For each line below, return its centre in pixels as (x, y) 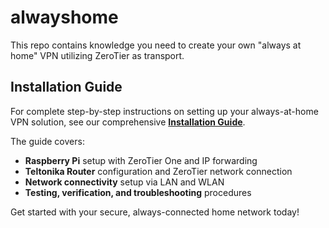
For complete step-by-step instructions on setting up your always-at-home (164, 111)
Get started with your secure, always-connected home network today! (155, 212)
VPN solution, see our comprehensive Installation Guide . (128, 122)
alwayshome (64, 17)
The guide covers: (47, 141)
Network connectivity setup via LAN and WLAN (124, 182)
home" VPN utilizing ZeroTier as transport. (97, 55)
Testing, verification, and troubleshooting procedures (138, 192)
